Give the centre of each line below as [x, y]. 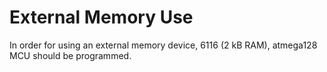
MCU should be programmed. [70, 55]
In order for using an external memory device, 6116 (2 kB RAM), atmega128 [163, 45]
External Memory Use [101, 17]
